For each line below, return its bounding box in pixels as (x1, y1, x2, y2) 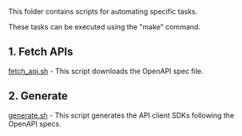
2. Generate (8, 89, 68, 103)
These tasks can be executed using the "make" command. (8, 22, 201, 31)
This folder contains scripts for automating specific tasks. (8, 7, 198, 16)
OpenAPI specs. (8, 119, 61, 128)
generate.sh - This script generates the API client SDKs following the (8, 111, 235, 120)
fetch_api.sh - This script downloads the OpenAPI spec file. (8, 66, 204, 76)
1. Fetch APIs (8, 45, 73, 59)
